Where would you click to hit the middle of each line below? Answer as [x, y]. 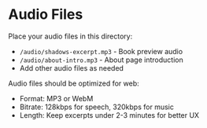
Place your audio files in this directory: [70, 36]
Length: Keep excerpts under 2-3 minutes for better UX [109, 115]
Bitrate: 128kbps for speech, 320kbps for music [97, 107]
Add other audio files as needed [72, 68]
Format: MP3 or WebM [56, 98]
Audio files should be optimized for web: [74, 83]
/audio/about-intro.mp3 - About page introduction [101, 60]
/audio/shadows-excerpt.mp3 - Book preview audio [101, 51]
